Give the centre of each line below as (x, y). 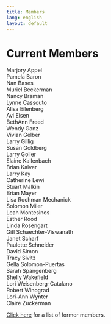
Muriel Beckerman (29, 90)
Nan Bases (20, 83)
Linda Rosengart (27, 225)
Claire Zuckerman (29, 303)
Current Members (52, 53)
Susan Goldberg (27, 148)
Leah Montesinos (28, 213)
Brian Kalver (22, 167)
